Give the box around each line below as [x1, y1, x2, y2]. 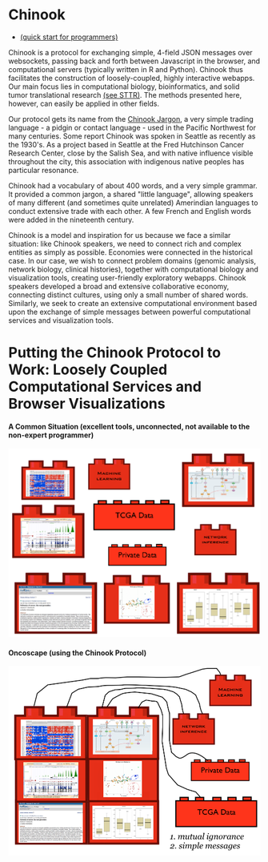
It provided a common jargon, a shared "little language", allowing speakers [8, 189, 254, 199]
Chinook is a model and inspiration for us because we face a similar [8, 230, 231, 240]
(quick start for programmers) [19, 32, 118, 42]
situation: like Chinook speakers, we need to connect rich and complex [8, 239, 242, 248]
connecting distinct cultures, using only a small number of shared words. [8, 290, 249, 300]
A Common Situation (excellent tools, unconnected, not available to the [8, 421, 250, 431]
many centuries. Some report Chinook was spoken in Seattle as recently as [8, 131, 256, 141]
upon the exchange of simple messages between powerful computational [8, 307, 250, 316]
